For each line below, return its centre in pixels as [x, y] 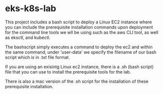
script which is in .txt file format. [37, 57]
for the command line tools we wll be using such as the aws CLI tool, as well [82, 32]
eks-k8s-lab [31, 9]
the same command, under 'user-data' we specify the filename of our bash [81, 52]
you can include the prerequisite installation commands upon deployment [79, 27]
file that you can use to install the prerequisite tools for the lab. [68, 72]
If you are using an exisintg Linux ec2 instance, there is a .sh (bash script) [79, 67]
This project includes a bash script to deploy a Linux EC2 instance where [79, 22]
